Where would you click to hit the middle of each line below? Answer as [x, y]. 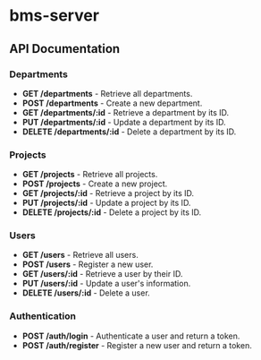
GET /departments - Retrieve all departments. [107, 93]
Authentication [42, 316]
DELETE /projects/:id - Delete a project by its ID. [112, 212]
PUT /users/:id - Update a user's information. [106, 284]
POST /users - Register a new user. [88, 264]
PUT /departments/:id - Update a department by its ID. [124, 122]
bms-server [55, 16]
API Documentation [65, 49]
